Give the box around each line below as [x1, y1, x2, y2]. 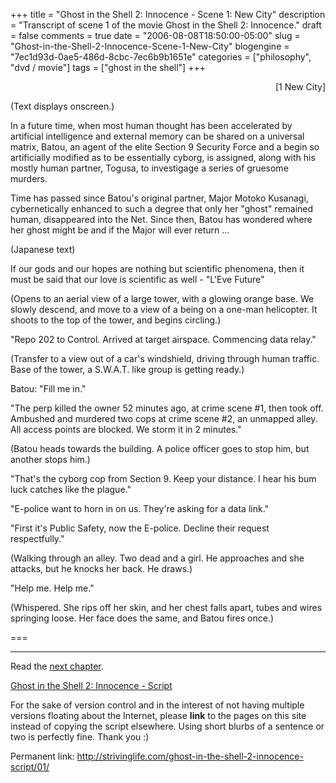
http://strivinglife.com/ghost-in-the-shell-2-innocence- [76, 750, 304, 762]
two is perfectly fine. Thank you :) [10, 731, 150, 743]
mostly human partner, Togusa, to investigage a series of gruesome [10, 162, 289, 174]
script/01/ [10, 761, 50, 773]
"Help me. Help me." [10, 582, 95, 594]
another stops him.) [10, 454, 91, 465]
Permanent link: [10, 750, 75, 762]
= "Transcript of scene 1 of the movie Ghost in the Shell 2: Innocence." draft [10, 19, 322, 31]
